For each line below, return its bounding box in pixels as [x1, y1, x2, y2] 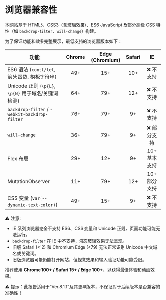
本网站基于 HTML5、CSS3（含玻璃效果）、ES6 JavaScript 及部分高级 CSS [5, 22, 155, 28]
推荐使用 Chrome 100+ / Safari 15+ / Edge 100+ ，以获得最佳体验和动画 [5, 267, 151, 273]
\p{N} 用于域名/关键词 [7, 90, 58, 97]
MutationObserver [7, 178, 50, 185]
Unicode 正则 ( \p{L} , [7, 82, 56, 89]
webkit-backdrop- [7, 112, 48, 117]
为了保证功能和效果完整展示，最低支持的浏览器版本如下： [5, 38, 122, 44]
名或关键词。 [12, 250, 39, 256]
